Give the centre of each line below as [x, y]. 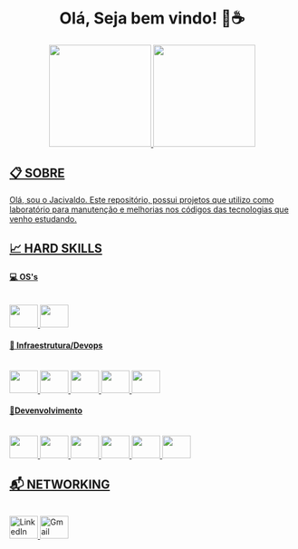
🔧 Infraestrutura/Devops [56, 345]
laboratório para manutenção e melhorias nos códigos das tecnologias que [149, 209]
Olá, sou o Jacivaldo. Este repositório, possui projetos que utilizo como [142, 199]
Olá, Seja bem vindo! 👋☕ [152, 19]
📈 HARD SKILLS [56, 249]
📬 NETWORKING [60, 485]
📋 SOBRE [37, 173]
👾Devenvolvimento [46, 410]
